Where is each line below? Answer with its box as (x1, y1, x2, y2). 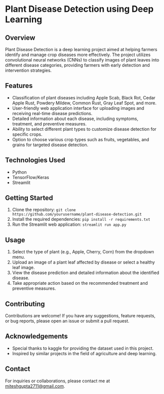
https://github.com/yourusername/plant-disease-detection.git (12, 212, 142, 217)
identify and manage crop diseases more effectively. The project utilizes (5, 52, 151, 58)
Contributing (5, 300, 45, 308)
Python (12, 169, 27, 175)
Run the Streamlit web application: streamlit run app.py (12, 221, 127, 227)
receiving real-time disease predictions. (12, 110, 93, 116)
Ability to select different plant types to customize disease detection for (12, 126, 157, 132)
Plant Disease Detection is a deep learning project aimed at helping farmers (5, 47, 158, 52)
